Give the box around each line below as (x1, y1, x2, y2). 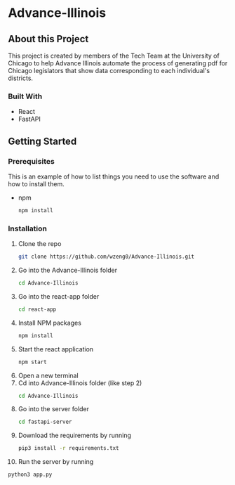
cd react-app (18, 306, 57, 313)
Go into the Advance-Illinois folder (18, 266, 118, 275)
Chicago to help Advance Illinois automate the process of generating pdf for (8, 59, 228, 67)
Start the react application (18, 344, 94, 353)
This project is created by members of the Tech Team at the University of (8, 51, 220, 60)
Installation (8, 224, 48, 233)
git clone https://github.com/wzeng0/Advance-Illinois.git (18, 253, 195, 261)
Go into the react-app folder (18, 292, 100, 300)
